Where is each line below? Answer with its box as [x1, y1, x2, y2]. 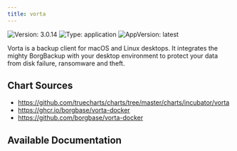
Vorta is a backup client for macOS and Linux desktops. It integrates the [7, 43, 218, 52]
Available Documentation [7, 134, 122, 146]
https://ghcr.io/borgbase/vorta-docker [17, 106, 130, 115]
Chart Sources [7, 80, 73, 92]
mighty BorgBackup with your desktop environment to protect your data [7, 51, 218, 60]
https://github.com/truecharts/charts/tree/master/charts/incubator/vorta [17, 98, 230, 107]
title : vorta [7, 10, 46, 18]
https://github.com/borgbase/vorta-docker [17, 113, 144, 122]
